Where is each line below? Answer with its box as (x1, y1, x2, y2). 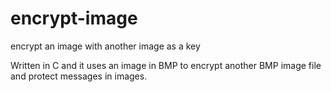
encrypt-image (10, 7, 138, 30)
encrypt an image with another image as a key (10, 40, 201, 52)
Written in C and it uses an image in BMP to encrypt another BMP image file (10, 59, 322, 71)
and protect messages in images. (10, 70, 148, 82)
